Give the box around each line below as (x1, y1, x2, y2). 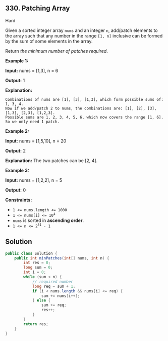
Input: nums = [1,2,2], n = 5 (5, 177, 63, 183)
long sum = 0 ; (23, 265, 53, 270)
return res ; (23, 321, 49, 326)
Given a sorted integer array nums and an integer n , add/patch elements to (5, 27, 158, 33)
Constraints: (5, 197, 32, 203)
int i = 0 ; (23, 270, 46, 275)
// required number (32, 279, 73, 284)
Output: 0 (5, 187, 26, 193)
